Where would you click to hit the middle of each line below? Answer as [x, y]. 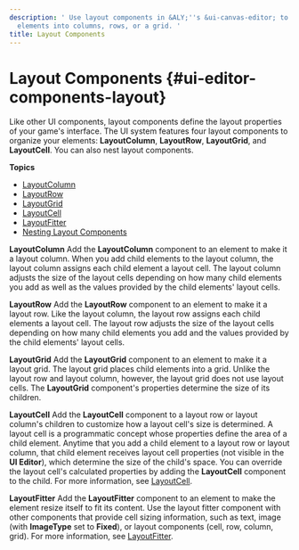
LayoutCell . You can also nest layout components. [101, 150]
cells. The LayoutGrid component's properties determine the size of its [140, 388]
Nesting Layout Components [74, 232]
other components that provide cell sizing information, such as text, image [145, 517]
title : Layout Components [57, 34]
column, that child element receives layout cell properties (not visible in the [147, 453]
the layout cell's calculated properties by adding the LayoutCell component [148, 472]
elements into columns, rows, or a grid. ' [99, 26]
